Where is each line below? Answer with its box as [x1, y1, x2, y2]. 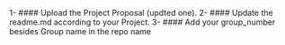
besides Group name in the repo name [9, 26, 151, 36]
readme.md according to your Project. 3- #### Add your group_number [9, 17, 276, 27]
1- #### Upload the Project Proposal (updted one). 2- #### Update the [9, 8, 273, 18]
